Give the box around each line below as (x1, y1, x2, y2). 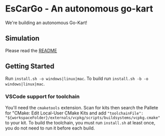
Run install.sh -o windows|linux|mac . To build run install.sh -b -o (5, 75, 149, 81)
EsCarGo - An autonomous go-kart (5, 3, 153, 15)
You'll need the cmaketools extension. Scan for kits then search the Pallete (5, 104, 158, 110)
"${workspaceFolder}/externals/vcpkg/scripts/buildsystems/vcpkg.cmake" (5, 115, 160, 120)
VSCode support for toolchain (5, 93, 80, 100)
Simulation (5, 34, 40, 43)
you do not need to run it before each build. (5, 125, 95, 131)
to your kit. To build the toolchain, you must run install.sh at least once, (5, 119, 155, 125)
